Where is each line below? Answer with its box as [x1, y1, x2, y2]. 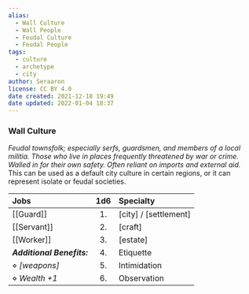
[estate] [119, 234, 148, 245]
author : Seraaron [8, 77, 65, 85]
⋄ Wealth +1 [12, 273, 58, 284]
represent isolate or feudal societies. [8, 177, 126, 186]
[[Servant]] [12, 221, 53, 233]
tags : [8, 48, 26, 56]
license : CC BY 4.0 [8, 84, 72, 93]
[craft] [119, 221, 143, 233]
